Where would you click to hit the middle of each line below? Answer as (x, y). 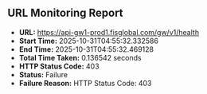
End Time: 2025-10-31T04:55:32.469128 (86, 49)
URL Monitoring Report (66, 13)
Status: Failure (43, 74)
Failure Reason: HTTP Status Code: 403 (85, 83)
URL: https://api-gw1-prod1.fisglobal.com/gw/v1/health (109, 32)
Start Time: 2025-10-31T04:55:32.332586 (88, 41)
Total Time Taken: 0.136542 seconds (80, 57)
